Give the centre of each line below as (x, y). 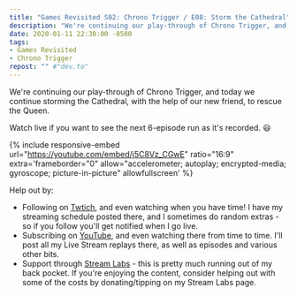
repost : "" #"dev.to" (49, 67)
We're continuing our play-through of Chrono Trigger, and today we (132, 91)
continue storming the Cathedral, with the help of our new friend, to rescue (146, 101)
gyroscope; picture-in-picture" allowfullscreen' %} (101, 172)
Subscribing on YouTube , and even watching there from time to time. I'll (152, 235)
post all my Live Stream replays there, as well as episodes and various (149, 245)
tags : (19, 42)
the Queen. (30, 110)
